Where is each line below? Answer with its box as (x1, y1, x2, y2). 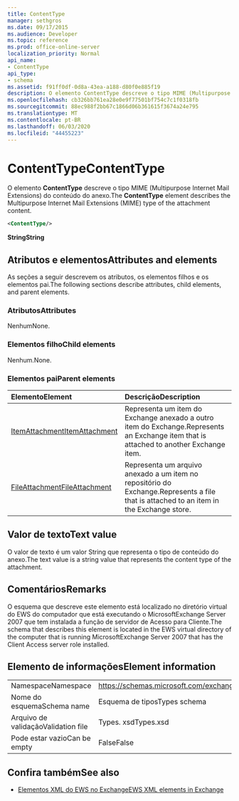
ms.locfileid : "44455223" (7, 130, 84, 137)
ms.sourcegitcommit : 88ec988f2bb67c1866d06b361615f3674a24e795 (7, 103, 199, 110)
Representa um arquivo (124, 460, 203, 470)
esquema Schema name (11, 701, 90, 711)
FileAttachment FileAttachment (11, 482, 112, 492)
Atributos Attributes (7, 305, 77, 315)
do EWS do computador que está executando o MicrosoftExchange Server (7, 609, 226, 618)
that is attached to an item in (124, 496, 219, 506)
